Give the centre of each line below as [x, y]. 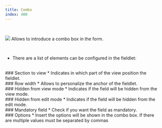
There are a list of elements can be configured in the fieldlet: [74, 58]
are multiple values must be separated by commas [57, 120]
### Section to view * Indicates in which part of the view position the [76, 73]
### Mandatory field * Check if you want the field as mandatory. [71, 110]
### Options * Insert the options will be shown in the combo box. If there [80, 115]
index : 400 [16, 14]
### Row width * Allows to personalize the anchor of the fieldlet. [71, 83]
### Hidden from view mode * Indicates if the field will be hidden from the [81, 89]
